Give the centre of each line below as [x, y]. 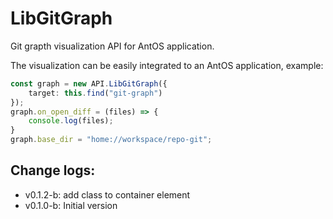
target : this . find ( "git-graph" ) [95, 93]
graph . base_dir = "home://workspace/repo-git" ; [111, 140]
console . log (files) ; [71, 121]
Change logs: [53, 170]
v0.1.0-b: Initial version [71, 205]
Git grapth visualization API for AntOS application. [112, 46]
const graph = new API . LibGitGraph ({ [89, 83]
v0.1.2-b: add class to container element [107, 194]
